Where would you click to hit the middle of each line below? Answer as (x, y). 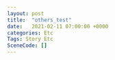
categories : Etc (30, 33)
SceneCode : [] (27, 46)
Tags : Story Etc (30, 39)
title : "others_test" (39, 20)
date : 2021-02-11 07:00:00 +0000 (58, 26)
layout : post (26, 13)
